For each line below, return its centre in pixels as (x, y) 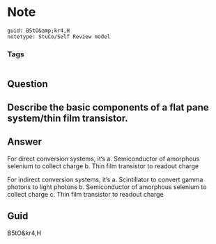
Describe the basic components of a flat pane (108, 107)
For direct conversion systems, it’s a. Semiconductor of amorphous (103, 158)
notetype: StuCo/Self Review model (59, 36)
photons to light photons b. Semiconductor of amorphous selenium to (107, 187)
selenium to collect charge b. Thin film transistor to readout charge (103, 166)
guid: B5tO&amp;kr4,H (39, 31)
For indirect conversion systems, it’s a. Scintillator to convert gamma (105, 179)
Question (28, 84)
